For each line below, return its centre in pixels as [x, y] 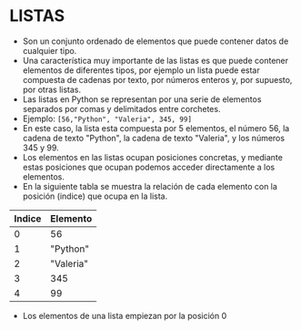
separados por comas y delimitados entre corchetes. [121, 108]
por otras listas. [52, 89]
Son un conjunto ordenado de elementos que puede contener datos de [156, 41]
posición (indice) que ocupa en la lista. [95, 196]
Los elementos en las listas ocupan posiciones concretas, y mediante [153, 157]
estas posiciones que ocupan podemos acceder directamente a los [149, 167]
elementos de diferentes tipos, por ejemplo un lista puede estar [141, 70]
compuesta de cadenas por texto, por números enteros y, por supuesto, [157, 79]
